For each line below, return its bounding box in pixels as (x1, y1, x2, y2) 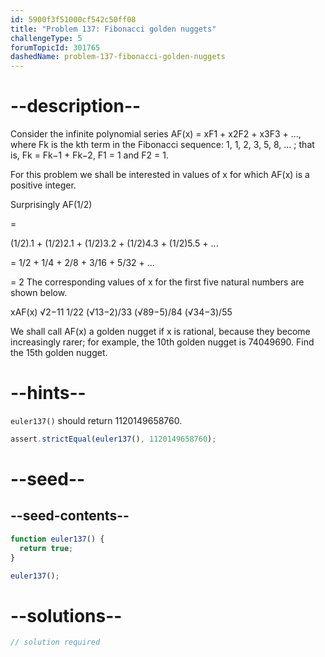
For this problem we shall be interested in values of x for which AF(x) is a (10, 169, 310, 181)
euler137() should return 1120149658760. (10, 415, 183, 426)
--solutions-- (10, 604, 123, 627)
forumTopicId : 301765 (10, 42, 101, 53)
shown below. (10, 287, 68, 299)
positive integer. (10, 179, 77, 191)
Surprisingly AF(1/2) (10, 199, 93, 211)
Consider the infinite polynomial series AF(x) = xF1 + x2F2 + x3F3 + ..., (10, 128, 302, 140)
